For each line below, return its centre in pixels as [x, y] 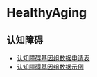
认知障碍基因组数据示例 [50, 67]
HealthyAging [47, 13]
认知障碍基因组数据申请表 [53, 58]
